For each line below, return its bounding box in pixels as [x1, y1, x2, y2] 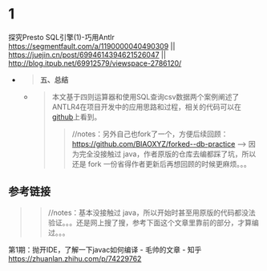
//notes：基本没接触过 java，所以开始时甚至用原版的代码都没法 [47, 208, 256, 217]
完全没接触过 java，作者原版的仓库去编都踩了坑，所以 [79, 149, 257, 159]
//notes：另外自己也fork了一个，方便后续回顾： [71, 129, 229, 139]
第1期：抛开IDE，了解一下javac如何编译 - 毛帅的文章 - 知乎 [8, 245, 202, 254]
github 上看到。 [51, 111, 102, 121]
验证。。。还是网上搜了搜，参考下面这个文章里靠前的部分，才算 [47, 217, 253, 227]
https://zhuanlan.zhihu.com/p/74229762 [8, 253, 142, 263]
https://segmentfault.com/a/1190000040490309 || [8, 41, 176, 51]
